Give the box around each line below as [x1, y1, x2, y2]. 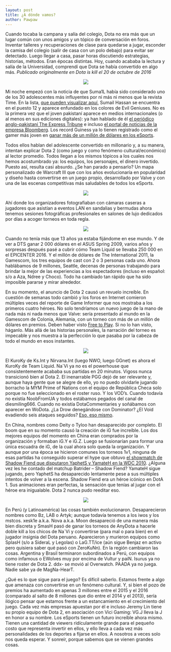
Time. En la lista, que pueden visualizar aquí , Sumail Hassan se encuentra [5, 99, 160, 106]
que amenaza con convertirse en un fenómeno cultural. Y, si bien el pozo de [5, 582, 166, 588]
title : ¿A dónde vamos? [5, 12, 56, 17]
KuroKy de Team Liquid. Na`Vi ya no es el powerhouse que [5, 363, 129, 369]
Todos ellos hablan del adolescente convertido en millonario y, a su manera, [5, 142, 165, 149]
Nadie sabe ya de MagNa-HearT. [5, 566, 75, 573]
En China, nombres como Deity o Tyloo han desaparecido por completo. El [5, 422, 162, 428]
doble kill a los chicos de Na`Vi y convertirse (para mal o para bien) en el [5, 529, 158, 535]
